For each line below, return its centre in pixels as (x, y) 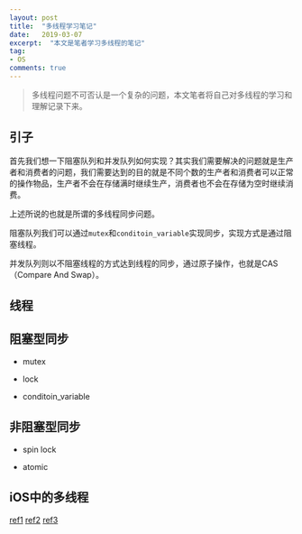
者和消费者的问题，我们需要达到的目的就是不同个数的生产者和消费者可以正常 (151, 171)
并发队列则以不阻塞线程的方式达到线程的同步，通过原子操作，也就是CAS (144, 263)
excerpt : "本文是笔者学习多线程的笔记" (78, 43)
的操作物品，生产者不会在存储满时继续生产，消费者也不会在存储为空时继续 (147, 183)
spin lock (39, 449)
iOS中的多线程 (49, 497)
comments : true (38, 69)
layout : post (34, 18)
